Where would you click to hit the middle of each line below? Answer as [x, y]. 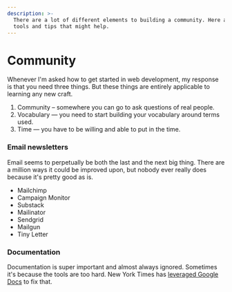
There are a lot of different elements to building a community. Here [117, 20]
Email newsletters [38, 147]
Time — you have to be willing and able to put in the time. [99, 129]
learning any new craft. [40, 94]
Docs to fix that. [30, 281]
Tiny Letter [32, 234]
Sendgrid [30, 219]
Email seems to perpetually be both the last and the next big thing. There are [116, 162]
